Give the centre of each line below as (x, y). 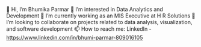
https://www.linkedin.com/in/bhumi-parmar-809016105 (75, 37)
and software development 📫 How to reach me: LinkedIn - (79, 29)
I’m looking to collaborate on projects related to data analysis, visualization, (99, 22)
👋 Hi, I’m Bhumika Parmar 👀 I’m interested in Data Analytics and (85, 9)
